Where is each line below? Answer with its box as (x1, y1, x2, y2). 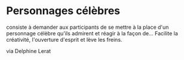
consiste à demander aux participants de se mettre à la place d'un (6, 24, 169, 31)
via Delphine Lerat (6, 47, 51, 54)
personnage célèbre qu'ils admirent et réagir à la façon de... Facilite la (6, 29, 178, 36)
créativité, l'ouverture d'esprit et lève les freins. (6, 36, 122, 43)
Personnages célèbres (6, 4, 121, 18)
